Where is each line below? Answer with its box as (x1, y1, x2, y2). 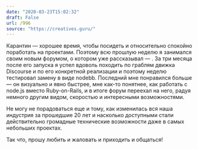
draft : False (6, 14, 39, 21)
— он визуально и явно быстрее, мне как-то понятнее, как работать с (6, 81, 188, 88)
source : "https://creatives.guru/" (6, 25, 96, 32)
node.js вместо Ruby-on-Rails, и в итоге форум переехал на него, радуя (6, 87, 191, 94)
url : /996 (6, 20, 31, 26)
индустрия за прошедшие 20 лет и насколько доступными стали (6, 112, 174, 119)
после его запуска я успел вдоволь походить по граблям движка (6, 62, 175, 69)
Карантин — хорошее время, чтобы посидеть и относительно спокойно (6, 42, 193, 49)
